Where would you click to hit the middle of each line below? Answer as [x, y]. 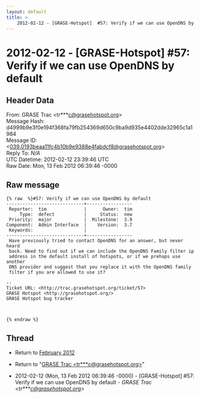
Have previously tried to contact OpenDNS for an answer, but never [96, 241]
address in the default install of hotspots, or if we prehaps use [95, 257]
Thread [20, 338]
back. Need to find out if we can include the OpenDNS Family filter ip [101, 251]
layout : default [26, 12]
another [16, 262]
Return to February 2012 [45, 353]
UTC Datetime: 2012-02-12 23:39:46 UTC [57, 159]
